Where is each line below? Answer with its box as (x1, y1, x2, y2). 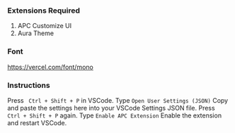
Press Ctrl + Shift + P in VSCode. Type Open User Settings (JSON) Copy (7, 96, 229, 104)
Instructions (7, 80, 51, 90)
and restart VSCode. (7, 118, 67, 127)
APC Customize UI (17, 22, 72, 30)
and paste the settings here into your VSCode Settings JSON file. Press (7, 103, 215, 112)
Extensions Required (7, 6, 80, 15)
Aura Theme (17, 29, 55, 37)
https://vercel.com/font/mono (7, 63, 93, 71)
